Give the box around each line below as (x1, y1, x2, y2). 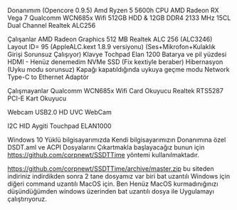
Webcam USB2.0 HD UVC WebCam (7, 108, 112, 116)
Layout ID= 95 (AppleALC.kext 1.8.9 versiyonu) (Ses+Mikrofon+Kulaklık (7, 43, 216, 51)
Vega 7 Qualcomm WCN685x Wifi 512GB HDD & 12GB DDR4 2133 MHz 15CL (7, 14, 231, 22)
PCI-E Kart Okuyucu (7, 94, 67, 103)
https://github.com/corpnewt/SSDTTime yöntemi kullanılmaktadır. (7, 151, 199, 159)
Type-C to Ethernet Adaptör (7, 73, 89, 81)
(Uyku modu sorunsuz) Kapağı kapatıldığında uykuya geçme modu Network (7, 65, 230, 73)
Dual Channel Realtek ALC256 (7, 21, 96, 29)
